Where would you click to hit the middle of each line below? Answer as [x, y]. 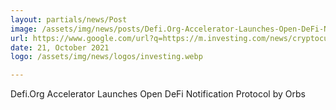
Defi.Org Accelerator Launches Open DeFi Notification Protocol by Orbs [158, 94]
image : [24, 29]
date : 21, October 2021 [60, 47]
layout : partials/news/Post [69, 19]
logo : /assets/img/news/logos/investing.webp [106, 57]
